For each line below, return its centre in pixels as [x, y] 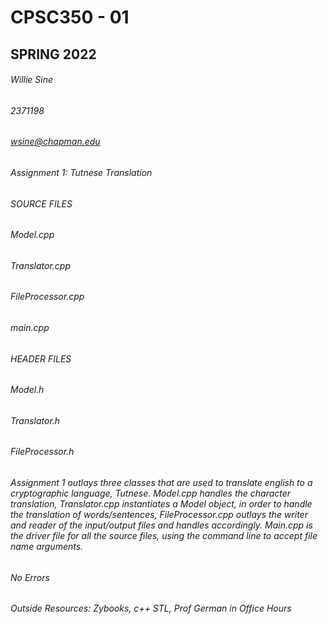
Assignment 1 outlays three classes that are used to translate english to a [161, 483]
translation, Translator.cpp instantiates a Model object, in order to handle [161, 504]
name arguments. [47, 547]
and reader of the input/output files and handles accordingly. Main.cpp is [161, 525]
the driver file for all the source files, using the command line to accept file [164, 536]
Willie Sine [32, 80]
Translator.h [35, 420]
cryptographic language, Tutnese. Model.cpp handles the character [151, 493]
